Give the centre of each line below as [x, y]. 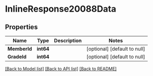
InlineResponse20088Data [61, 9]
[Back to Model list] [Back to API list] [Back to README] [61, 69]
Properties [21, 27]
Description [68, 41]
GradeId [17, 57]
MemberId [20, 49]
